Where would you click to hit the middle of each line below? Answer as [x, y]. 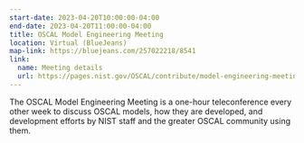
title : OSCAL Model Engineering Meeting [87, 34]
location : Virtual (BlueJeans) [68, 43]
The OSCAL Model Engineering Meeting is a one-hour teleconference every [151, 102]
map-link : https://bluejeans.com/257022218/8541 [103, 51]
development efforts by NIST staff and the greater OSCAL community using [150, 121]
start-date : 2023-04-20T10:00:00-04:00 [85, 18]
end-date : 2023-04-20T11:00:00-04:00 [81, 26]
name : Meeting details [60, 68]
